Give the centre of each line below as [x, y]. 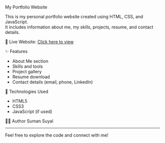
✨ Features [16, 51]
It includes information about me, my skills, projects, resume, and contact [79, 27]
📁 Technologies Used [27, 91]
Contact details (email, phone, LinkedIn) [53, 82]
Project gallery [27, 71]
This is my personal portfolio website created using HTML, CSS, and [74, 16]
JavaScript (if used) [32, 112]
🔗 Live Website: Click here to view [39, 42]
